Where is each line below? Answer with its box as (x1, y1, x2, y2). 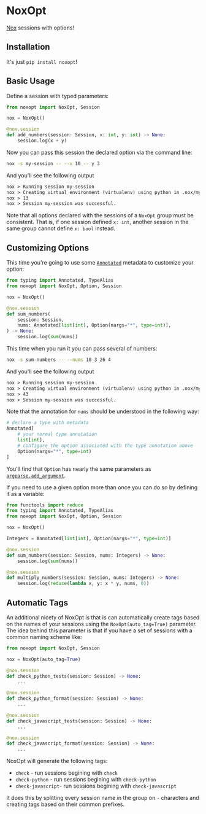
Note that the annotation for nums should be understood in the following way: (6, 408, 199, 415)
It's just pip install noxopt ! (6, 58, 78, 65)
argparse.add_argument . (6, 471, 66, 479)
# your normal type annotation (17, 431, 97, 438)
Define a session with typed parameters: (6, 92, 109, 99)
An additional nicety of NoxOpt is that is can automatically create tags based (6, 613, 200, 621)
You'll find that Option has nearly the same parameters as (6, 465, 151, 473)
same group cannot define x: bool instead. (6, 225, 115, 232)
